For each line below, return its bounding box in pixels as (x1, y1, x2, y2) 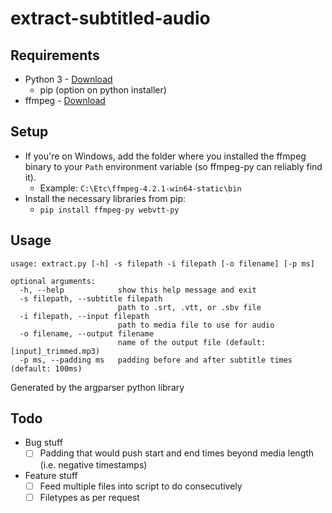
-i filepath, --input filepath (19, 311, 150, 321)
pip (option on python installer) (39, 84, 167, 96)
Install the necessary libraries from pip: (24, 192, 187, 204)
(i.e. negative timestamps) (39, 458, 148, 471)
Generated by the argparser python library (10, 381, 185, 393)
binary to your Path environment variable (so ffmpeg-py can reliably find (24, 160, 323, 172)
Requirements (10, 47, 100, 64)
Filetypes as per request (39, 491, 140, 503)
